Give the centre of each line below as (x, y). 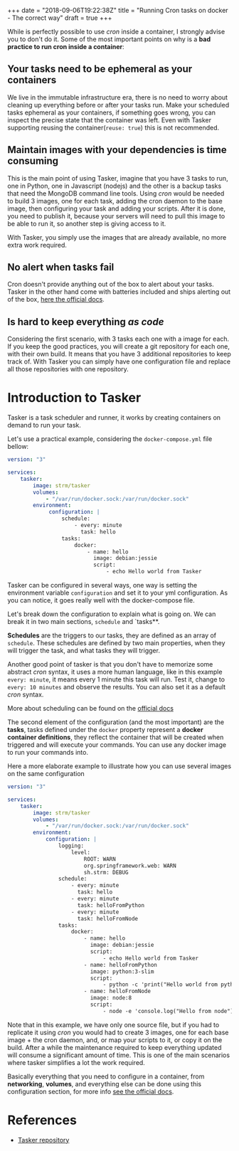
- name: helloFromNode (117, 992)
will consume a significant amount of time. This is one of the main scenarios (118, 1055)
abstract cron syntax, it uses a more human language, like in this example (115, 672)
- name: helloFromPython (121, 965)
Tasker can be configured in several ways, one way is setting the (102, 585)
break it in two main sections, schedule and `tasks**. (84, 622)
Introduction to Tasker (74, 398)
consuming (33, 161)
